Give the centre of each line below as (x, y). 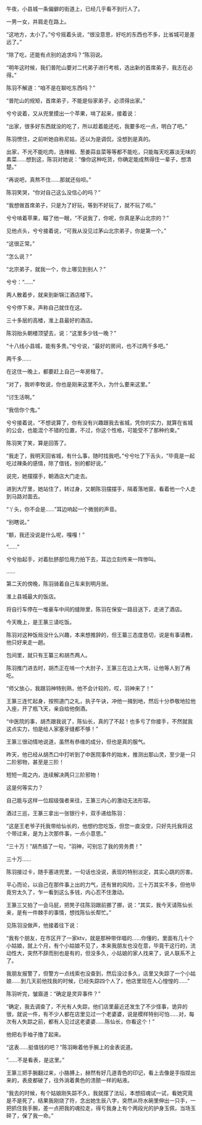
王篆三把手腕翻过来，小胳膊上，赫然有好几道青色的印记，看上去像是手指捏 (98, 1073)
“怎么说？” (19, 256)
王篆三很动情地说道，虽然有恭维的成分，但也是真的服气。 (77, 742)
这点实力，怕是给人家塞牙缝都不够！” (52, 729)
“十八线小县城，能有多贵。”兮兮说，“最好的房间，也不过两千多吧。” (87, 346)
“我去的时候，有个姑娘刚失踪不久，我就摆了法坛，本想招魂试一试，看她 (94, 1093)
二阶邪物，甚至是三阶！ (35, 762)
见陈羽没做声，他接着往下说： (43, 925)
